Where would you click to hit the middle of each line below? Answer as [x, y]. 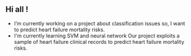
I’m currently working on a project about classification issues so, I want [99, 23]
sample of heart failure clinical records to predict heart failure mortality [99, 42]
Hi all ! [17, 10]
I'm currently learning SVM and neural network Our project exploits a [97, 36]
